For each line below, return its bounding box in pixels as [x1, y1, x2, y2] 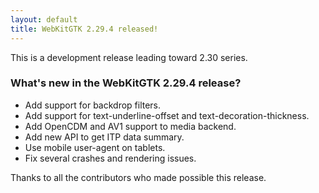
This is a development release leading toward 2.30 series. [10, 51, 248, 63]
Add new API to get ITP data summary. [24, 131, 185, 143]
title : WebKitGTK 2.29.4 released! [10, 24, 159, 34]
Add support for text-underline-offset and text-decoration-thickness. [24, 109, 310, 121]
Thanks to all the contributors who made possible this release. [10, 171, 267, 183]
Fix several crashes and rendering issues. [24, 152, 197, 164]
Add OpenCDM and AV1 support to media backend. [24, 120, 237, 132]
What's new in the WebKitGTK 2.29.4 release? [10, 76, 242, 90]
